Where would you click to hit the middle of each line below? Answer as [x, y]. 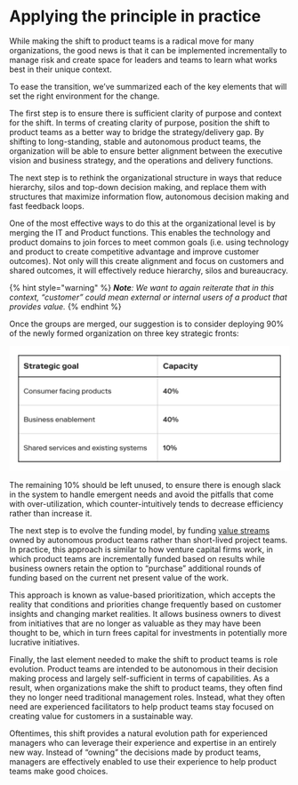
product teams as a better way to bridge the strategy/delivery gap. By [137, 132]
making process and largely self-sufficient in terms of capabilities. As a [139, 678]
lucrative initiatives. [44, 643]
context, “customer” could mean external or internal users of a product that [148, 297]
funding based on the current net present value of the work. [119, 578]
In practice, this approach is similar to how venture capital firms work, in [141, 549]
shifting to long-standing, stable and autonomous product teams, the [135, 141]
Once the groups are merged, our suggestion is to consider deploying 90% [147, 324]
